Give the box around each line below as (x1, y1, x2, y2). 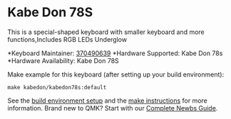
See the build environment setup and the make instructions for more (7, 96, 208, 105)
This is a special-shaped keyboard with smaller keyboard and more (7, 28, 205, 36)
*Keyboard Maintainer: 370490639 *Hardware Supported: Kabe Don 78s (7, 49, 223, 57)
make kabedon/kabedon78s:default (7, 84, 107, 91)
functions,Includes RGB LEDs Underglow (7, 35, 127, 43)
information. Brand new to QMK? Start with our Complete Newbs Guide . (7, 103, 218, 112)
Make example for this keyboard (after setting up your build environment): (7, 70, 225, 79)
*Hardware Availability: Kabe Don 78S (7, 56, 119, 64)
